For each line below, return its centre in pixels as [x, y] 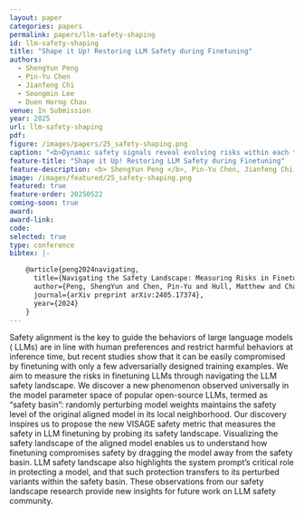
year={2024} [56, 303]
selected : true [38, 236]
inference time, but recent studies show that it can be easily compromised [147, 357]
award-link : [32, 219]
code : [19, 228]
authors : [26, 60]
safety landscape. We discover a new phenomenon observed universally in [149, 386]
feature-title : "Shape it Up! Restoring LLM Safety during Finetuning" [147, 161]
